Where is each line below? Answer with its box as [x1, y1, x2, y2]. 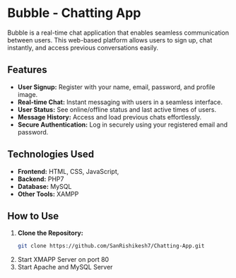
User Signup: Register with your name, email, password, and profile [17, 83, 216, 91]
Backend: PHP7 [17, 175, 64, 183]
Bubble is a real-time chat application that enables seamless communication [7, 28, 230, 37]
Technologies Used [7, 149, 94, 161]
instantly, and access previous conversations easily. [7, 43, 159, 52]
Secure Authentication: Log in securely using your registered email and [17, 120, 228, 129]
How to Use [7, 210, 59, 222]
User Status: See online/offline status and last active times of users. [17, 105, 217, 114]
